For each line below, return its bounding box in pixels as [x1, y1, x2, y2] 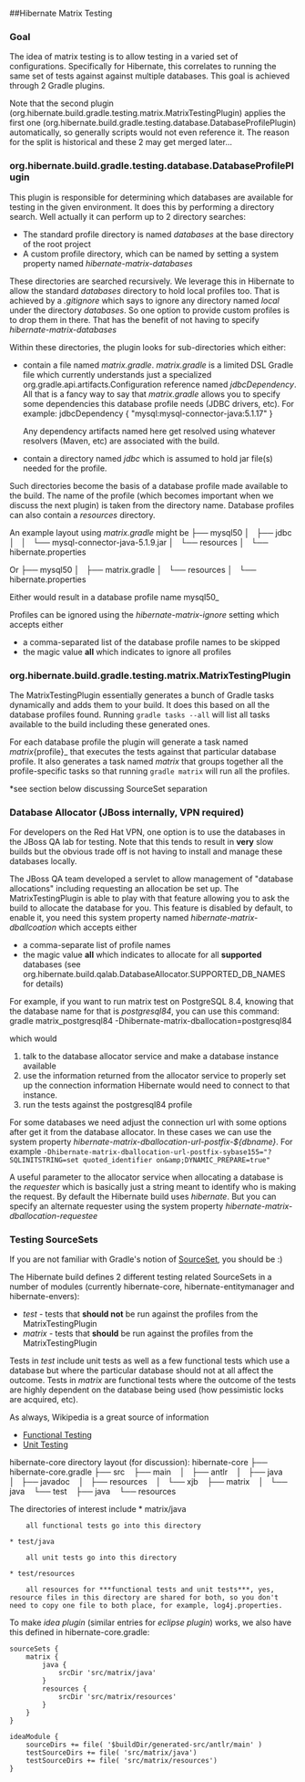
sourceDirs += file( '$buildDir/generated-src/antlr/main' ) [25, 1740, 262, 1750]
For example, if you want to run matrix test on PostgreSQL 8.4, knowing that [9, 996, 294, 1007]
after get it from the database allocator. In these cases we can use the [9, 1127, 272, 1138]
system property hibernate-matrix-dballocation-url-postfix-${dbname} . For [9, 1136, 293, 1148]
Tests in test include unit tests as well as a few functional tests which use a [9, 1355, 290, 1367]
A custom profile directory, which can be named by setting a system [22, 248, 280, 259]
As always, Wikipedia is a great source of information [9, 1412, 209, 1422]
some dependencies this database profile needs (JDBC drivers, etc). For [22, 398, 294, 409]
